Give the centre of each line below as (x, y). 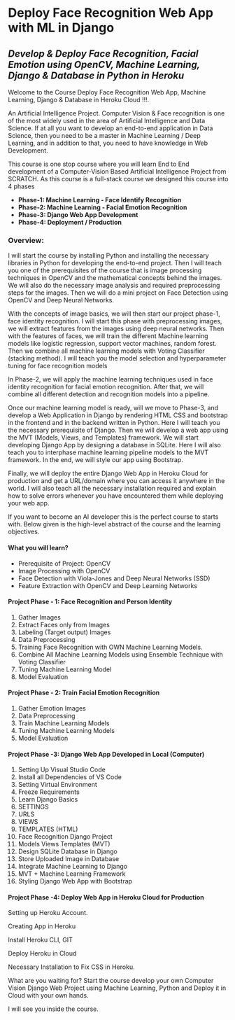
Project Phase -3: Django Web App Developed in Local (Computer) (106, 754)
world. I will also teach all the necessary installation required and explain (112, 489)
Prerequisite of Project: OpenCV (64, 563)
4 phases (21, 186)
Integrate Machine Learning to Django (73, 867)
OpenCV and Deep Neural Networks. (61, 300)
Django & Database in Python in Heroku (96, 75)
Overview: (26, 240)
